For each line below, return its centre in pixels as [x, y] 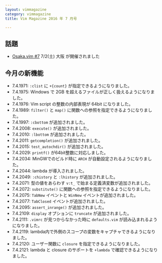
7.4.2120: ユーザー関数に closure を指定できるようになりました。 [77, 244]
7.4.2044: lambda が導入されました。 [49, 171]
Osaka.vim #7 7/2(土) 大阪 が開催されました [56, 56]
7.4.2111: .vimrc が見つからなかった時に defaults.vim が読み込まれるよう [85, 219]
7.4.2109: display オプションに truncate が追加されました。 [72, 213]
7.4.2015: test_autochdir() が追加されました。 [59, 147]
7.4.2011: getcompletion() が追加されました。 [57, 140]
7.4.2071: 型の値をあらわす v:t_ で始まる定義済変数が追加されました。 [82, 183]
